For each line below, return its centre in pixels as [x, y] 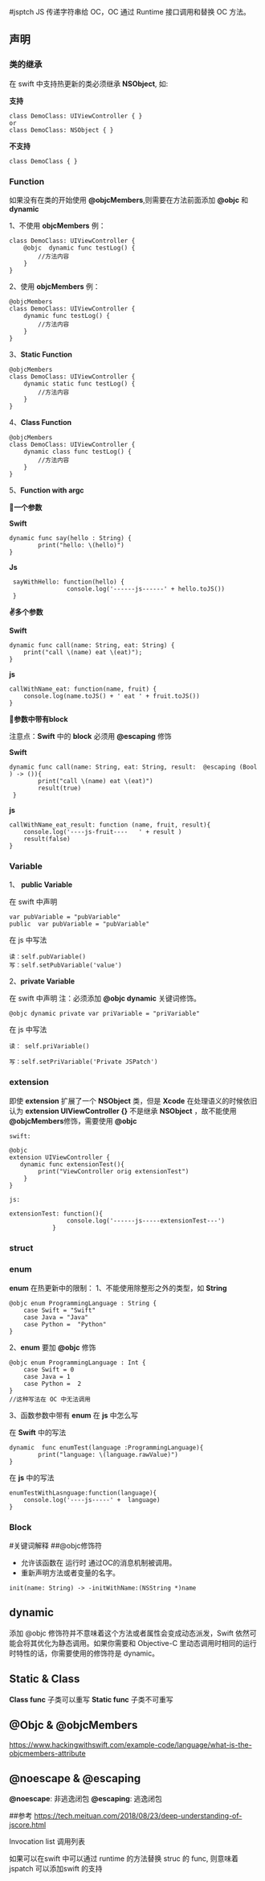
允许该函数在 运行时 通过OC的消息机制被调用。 [98, 1563]
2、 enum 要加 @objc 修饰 [53, 1347]
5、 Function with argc [47, 490]
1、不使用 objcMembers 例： [57, 225]
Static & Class [45, 1679]
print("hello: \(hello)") [82, 545]
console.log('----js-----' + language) [92, 1499]
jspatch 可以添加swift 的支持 [56, 1869]
